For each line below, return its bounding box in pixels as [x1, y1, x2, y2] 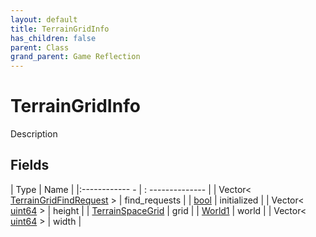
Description [10, 128, 58, 140]
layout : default [10, 14, 78, 25]
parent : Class [10, 42, 70, 53]
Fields [10, 157, 50, 174]
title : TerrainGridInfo [10, 24, 110, 34]
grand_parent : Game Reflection [10, 52, 141, 62]
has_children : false [10, 33, 97, 43]
